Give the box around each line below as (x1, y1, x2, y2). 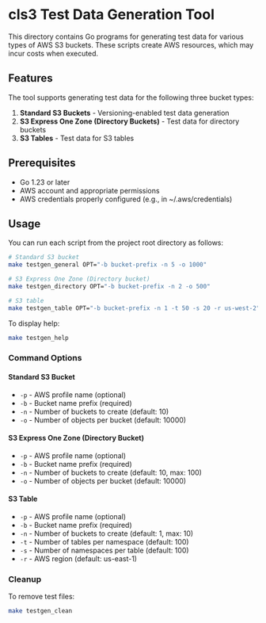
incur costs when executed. (8, 48, 99, 58)
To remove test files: (8, 592, 75, 602)
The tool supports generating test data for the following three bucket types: (8, 93, 254, 102)
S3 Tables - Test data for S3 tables (19, 133, 135, 143)
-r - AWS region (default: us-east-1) (19, 554, 137, 564)
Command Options (8, 353, 82, 364)
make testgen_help (8, 334, 69, 342)
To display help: (8, 319, 60, 328)
